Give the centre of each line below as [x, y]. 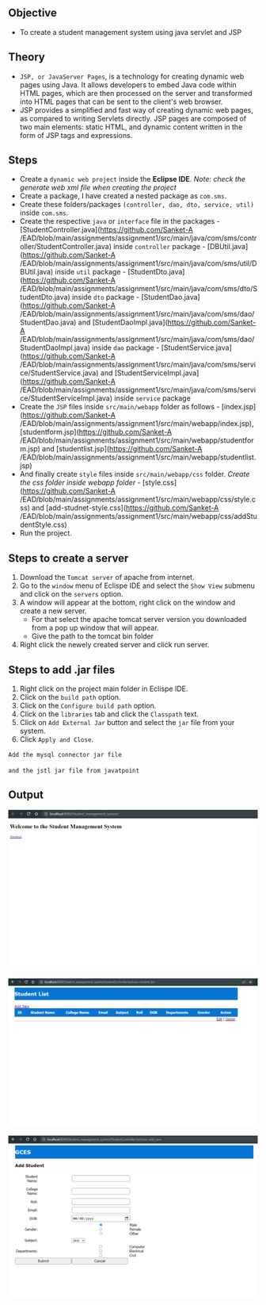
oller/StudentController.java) [66, 247]
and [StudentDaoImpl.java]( [123, 322]
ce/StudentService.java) [59, 373]
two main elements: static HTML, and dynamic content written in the [131, 127]
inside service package [153, 398]
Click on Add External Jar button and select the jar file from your [127, 723]
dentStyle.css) [43, 525]
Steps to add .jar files [62, 670]
